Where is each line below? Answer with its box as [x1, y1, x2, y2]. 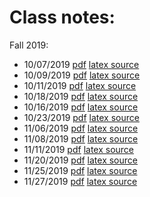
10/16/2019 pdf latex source [23, 101, 139, 113]
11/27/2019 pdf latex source [23, 175, 138, 187]
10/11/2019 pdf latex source [23, 79, 137, 91]
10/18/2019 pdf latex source [23, 90, 139, 102]
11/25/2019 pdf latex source [23, 164, 138, 176]
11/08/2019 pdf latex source [23, 132, 139, 145]
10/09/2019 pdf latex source [23, 69, 141, 81]
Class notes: [9, 6, 116, 29]
